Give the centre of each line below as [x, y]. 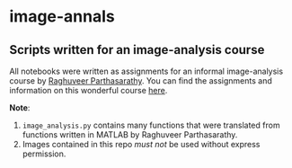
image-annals [62, 17]
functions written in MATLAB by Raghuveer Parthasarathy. [130, 135]
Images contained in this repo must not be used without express [141, 144]
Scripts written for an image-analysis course [137, 50]
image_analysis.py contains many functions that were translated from [151, 125]
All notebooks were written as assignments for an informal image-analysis [146, 71]
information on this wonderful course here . [88, 90]
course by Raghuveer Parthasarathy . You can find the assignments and [141, 81]
